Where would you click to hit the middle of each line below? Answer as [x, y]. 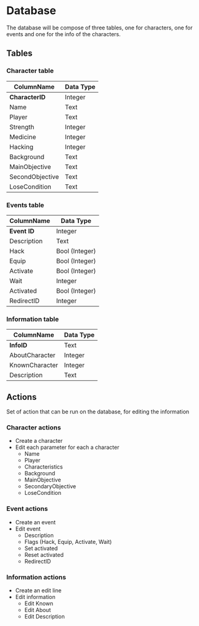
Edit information [35, 597]
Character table [30, 71]
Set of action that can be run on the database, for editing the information [98, 412]
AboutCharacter [32, 355]
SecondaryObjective [50, 486]
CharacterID [28, 97]
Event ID [22, 231]
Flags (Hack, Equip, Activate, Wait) [68, 541]
